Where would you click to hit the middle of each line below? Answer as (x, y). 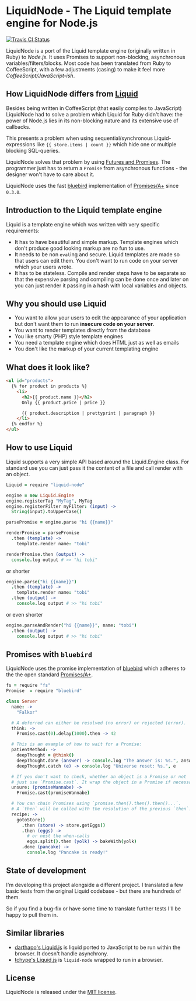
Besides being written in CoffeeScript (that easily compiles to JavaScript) (94, 108)
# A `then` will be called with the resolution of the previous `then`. (101, 809)
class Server (22, 701)
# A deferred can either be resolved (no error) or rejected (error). (99, 723)
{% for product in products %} (49, 386)
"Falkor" (27, 712)
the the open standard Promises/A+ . (50, 675)
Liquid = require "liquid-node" (45, 485)
